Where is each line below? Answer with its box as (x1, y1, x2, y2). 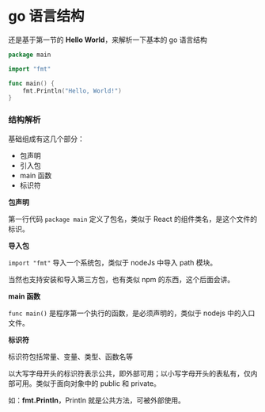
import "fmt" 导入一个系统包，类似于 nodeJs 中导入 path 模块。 (8, 257, 218, 267)
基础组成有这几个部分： (8, 134, 85, 143)
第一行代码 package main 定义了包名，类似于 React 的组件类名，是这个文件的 (8, 214, 258, 223)
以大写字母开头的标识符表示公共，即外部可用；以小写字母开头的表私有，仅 (8, 368, 251, 378)
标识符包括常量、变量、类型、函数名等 (8, 352, 133, 361)
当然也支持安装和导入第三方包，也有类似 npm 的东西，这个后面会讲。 (8, 274, 235, 284)
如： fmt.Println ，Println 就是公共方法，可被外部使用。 (8, 395, 186, 405)
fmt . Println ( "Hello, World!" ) (22, 86, 123, 95)
